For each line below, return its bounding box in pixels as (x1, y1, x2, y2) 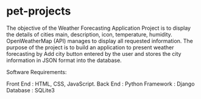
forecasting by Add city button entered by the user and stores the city (6, 50, 182, 57)
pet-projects (6, 4, 71, 18)
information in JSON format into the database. (6, 56, 122, 64)
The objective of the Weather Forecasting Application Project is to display (6, 24, 191, 32)
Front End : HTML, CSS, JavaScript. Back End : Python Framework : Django (6, 80, 195, 87)
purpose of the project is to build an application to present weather (6, 44, 174, 51)
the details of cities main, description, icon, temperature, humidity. (6, 30, 172, 38)
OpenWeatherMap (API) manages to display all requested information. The (6, 37, 193, 44)
